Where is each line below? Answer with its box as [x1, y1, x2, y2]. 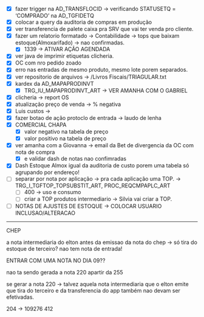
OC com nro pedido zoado [15, 59, 82, 66]
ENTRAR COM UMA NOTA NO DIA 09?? [6, 257, 106, 264]
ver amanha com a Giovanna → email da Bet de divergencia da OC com [15, 142, 194, 149]
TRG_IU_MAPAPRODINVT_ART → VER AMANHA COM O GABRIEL [24, 86, 188, 94]
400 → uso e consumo [24, 189, 81, 196]
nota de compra [15, 148, 55, 156]
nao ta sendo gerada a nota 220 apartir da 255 [6, 268, 123, 276]
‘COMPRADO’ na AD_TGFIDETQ [15, 12, 94, 19]
